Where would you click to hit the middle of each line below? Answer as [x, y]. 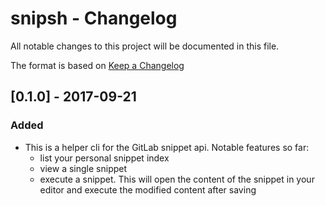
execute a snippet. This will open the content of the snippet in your [177, 179]
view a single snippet [83, 168]
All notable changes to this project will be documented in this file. [145, 46]
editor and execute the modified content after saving [148, 189]
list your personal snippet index [104, 158]
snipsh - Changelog [94, 18]
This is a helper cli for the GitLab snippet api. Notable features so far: [167, 147]
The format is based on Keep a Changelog [97, 65]
